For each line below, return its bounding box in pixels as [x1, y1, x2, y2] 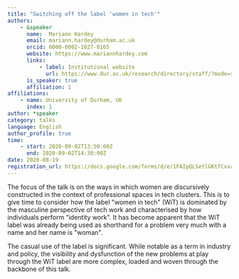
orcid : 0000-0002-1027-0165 [26, 44, 110, 51]
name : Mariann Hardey [26, 30, 94, 38]
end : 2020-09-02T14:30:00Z [26, 150, 107, 157]
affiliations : [7, 90, 50, 97]
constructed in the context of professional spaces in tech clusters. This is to [7, 190, 230, 198]
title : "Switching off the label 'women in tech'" [7, 10, 161, 18]
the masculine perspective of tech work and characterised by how [7, 205, 202, 214]
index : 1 [26, 103, 53, 111]
